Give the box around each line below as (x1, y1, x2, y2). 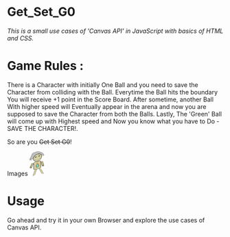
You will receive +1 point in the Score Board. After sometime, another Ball (7, 95, 214, 103)
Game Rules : (7, 58, 84, 74)
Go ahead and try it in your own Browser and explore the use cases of (7, 216, 205, 224)
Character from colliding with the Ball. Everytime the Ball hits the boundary (7, 88, 218, 96)
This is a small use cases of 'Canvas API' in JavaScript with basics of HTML (7, 27, 224, 35)
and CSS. (7, 34, 34, 42)
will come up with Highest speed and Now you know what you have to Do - (7, 117, 220, 125)
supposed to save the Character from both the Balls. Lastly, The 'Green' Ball (7, 110, 222, 118)
